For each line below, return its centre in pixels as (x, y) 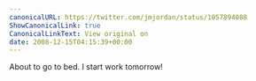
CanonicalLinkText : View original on (79, 33)
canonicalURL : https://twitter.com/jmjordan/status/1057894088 (128, 17)
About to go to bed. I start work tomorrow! (86, 67)
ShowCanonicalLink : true (55, 26)
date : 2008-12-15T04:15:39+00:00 (71, 42)
